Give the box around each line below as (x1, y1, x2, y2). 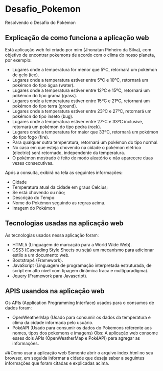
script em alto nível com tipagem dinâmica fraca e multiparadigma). (12, 267, 149, 273)
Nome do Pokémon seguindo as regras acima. (12, 199, 106, 206)
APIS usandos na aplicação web (5, 287, 105, 295)
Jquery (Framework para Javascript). (12, 273, 88, 279)
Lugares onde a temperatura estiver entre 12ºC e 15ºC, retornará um (12, 87, 150, 93)
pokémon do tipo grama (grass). (12, 92, 77, 98)
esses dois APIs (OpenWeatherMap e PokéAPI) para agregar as (12, 335, 140, 341)
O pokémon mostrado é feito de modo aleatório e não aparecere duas (12, 155, 153, 161)
